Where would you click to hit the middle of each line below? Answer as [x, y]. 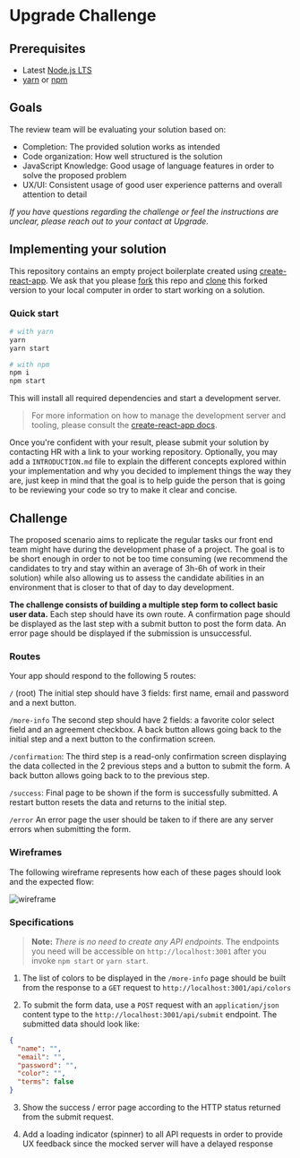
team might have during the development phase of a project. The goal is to [147, 549]
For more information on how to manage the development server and [159, 416]
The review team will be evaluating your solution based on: [118, 129]
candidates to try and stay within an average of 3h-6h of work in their [137, 568]
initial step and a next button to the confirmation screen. [113, 739]
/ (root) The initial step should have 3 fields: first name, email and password [149, 693]
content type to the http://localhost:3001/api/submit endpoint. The [150, 1014]
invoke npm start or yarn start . [90, 960]
